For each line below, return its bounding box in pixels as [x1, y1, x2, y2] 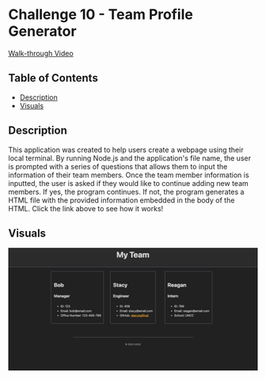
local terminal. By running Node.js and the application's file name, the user [8, 153, 252, 163]
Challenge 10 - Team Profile [8, 6, 194, 24]
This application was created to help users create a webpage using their [8, 145, 244, 154]
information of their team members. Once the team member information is [8, 170, 249, 180]
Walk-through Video [8, 48, 74, 58]
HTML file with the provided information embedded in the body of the [8, 195, 235, 205]
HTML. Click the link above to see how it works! [8, 203, 164, 213]
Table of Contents [8, 71, 99, 85]
